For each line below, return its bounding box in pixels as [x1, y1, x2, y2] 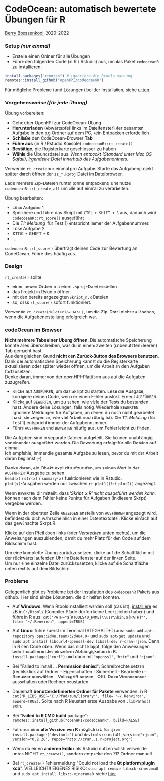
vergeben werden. [5, 500, 42, 506]
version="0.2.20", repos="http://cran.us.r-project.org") [12, 737, 133, 742]
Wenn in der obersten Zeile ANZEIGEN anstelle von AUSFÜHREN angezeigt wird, [5, 510, 157, 516]
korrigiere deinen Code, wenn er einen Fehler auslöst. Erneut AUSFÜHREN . [12, 393, 158, 399]
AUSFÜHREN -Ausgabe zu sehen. [5, 470, 66, 476]
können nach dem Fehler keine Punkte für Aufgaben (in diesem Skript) [5, 495, 147, 501]
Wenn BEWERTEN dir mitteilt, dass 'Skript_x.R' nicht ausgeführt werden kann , [5, 490, 156, 496]
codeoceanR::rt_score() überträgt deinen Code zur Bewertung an [5, 245, 138, 251]
